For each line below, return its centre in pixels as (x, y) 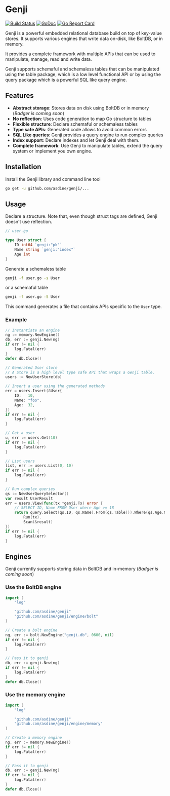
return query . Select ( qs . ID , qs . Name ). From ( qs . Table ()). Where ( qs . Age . (89, 513)
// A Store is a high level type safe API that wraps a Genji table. (80, 372)
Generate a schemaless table (36, 269)
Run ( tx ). (33, 517)
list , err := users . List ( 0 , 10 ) (39, 466)
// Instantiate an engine (32, 330)
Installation (23, 167)
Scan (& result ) (38, 522)
